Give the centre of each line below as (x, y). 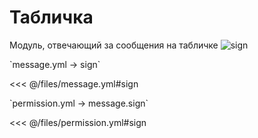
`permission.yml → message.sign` (79, 103)
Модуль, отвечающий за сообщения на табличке (114, 45)
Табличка (51, 17)
